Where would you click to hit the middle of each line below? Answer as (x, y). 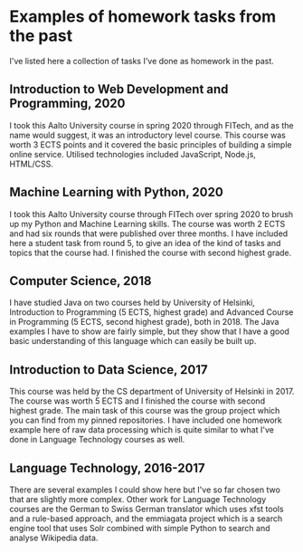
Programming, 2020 (67, 104)
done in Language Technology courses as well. (97, 440)
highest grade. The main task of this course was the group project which (145, 411)
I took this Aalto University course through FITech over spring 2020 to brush (151, 214)
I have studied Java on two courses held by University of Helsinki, (132, 303)
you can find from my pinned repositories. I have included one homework (146, 420)
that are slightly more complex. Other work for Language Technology (138, 499)
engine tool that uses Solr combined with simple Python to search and (140, 528)
